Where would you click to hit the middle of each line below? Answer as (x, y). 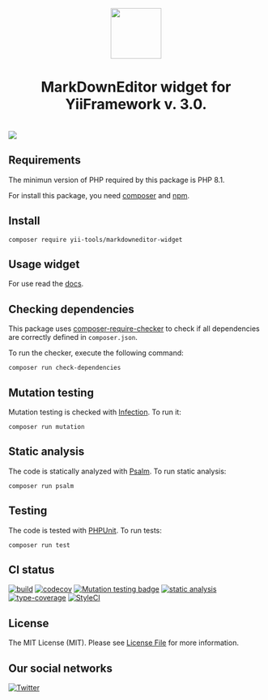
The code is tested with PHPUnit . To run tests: (85, 530)
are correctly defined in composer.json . (73, 337)
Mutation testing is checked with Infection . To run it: (95, 412)
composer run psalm (41, 486)
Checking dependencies (72, 309)
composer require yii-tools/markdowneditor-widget (96, 240)
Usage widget (44, 264)
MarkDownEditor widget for (136, 87)
